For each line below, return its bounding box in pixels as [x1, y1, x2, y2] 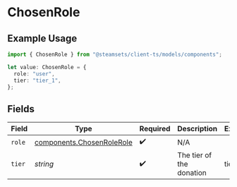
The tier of [177, 150, 212, 160]
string [34, 159, 54, 169]
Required [139, 124, 171, 134]
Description [177, 124, 217, 134]
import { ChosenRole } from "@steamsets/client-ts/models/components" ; [7, 51, 222, 58]
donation [177, 168, 207, 178]
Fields [7, 103, 35, 115]
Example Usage [7, 32, 78, 44]
